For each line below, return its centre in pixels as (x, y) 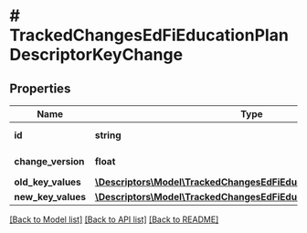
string (108, 135)
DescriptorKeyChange (96, 55)
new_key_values (50, 197)
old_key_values (48, 182)
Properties (40, 88)
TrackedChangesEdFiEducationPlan (149, 35)
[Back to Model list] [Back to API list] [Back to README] (114, 219)
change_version (49, 161)
